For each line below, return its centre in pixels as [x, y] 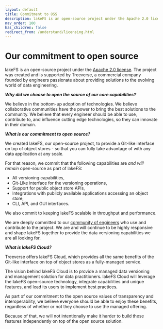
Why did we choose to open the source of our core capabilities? [71, 94]
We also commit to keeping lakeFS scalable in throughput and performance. [81, 213]
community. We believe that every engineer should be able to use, [71, 114]
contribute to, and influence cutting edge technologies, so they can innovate [81, 119]
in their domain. [21, 124]
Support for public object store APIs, [49, 188]
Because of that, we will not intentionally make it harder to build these [74, 316]
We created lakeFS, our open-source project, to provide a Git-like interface [80, 143]
